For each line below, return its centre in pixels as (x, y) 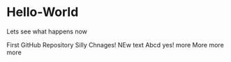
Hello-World (43, 12)
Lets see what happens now (47, 31)
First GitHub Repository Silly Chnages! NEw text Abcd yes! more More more (115, 45)
